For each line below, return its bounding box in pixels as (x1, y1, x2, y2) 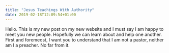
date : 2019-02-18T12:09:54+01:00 (5, 12, 76, 17)
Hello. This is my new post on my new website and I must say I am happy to (5, 26, 164, 32)
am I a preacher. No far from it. (5, 42, 70, 48)
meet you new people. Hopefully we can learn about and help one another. (5, 31, 162, 37)
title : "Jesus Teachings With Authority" (5, 7, 95, 13)
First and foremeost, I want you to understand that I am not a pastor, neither (5, 36, 164, 43)
